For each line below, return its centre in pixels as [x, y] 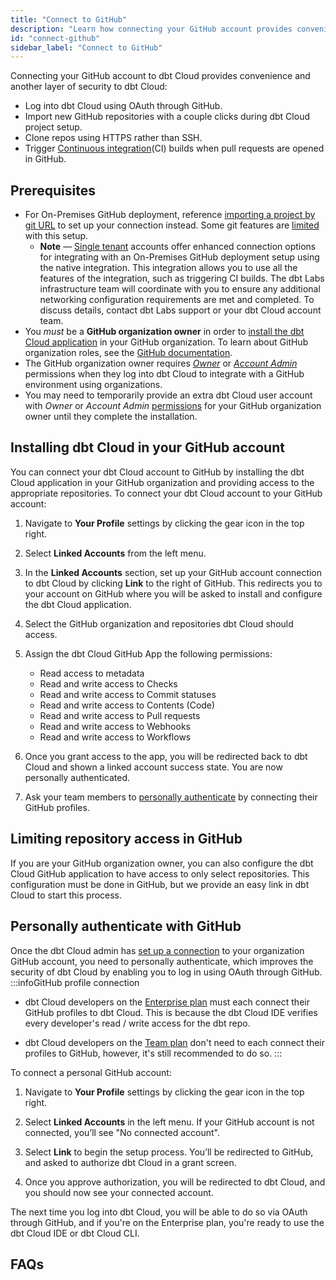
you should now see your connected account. [119, 1192]
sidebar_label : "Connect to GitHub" [86, 47]
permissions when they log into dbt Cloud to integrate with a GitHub [164, 374]
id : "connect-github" [55, 38]
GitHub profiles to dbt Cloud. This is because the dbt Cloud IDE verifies [171, 1012]
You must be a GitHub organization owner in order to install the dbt [164, 332]
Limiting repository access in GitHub [126, 839]
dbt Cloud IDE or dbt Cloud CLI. [75, 1233]
